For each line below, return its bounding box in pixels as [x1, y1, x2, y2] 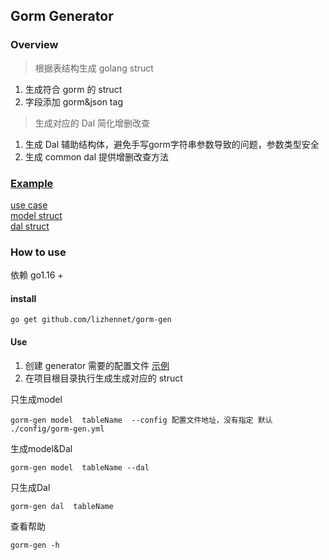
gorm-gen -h [10, 540, 60, 550]
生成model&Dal [10, 442, 73, 454]
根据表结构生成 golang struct [34, 62, 154, 74]
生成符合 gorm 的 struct [24, 83, 123, 95]
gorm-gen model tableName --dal [10, 462, 150, 473]
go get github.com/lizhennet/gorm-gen [10, 315, 172, 325]
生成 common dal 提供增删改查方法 [24, 150, 170, 163]
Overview [10, 38, 59, 52]
